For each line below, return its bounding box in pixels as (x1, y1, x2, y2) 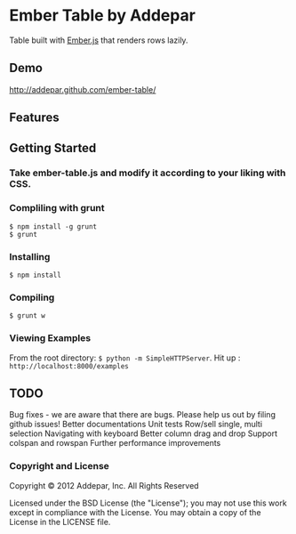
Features (9, 110, 60, 125)
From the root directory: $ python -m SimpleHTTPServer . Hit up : (9, 352, 241, 363)
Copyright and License (9, 460, 109, 473)
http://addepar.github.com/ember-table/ (9, 84, 156, 94)
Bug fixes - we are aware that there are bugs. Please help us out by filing (9, 409, 276, 420)
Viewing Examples (9, 332, 92, 344)
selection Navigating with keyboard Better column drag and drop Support (9, 428, 278, 439)
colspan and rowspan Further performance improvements (9, 438, 221, 449)
